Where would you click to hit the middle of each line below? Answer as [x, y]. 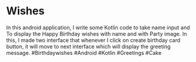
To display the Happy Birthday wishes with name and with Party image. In [97, 33]
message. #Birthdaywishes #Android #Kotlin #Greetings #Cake [84, 52]
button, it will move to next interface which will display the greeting [88, 46]
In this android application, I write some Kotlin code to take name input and [98, 27]
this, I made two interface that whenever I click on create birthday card [93, 40]
